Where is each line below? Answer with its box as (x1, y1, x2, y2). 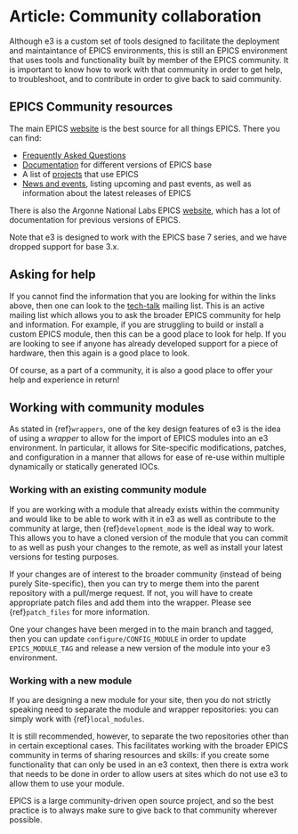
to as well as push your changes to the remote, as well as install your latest (9, 542, 283, 552)
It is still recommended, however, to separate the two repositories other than (9, 731, 289, 741)
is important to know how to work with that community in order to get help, (9, 64, 283, 75)
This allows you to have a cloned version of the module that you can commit (9, 532, 289, 543)
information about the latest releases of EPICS (21, 187, 191, 198)
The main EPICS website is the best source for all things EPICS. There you (9, 123, 280, 134)
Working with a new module (9, 675, 133, 687)
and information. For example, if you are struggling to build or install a (9, 319, 264, 330)
